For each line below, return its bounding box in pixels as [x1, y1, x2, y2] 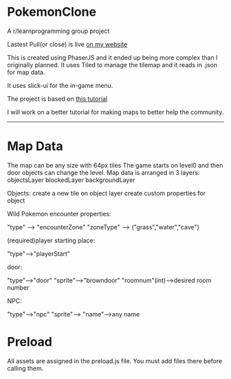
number [7, 283, 30, 292]
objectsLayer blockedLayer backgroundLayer [7, 176, 135, 184]
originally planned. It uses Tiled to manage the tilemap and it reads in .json [7, 60, 218, 69]
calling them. [7, 364, 44, 372]
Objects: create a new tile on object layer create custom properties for [7, 189, 206, 197]
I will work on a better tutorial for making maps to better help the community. [7, 108, 224, 116]
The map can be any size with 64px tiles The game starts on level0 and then [7, 161, 223, 169]
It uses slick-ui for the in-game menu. [7, 81, 113, 89]
